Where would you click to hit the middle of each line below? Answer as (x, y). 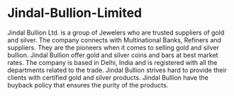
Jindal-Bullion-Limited (75, 13)
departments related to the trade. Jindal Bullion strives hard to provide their (117, 70)
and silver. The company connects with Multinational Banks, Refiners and (115, 40)
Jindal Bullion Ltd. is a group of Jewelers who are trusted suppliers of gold (116, 32)
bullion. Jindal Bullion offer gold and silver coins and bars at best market (113, 55)
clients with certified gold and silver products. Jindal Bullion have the (108, 77)
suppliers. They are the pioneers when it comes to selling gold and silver (113, 47)
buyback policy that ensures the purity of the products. (88, 85)
